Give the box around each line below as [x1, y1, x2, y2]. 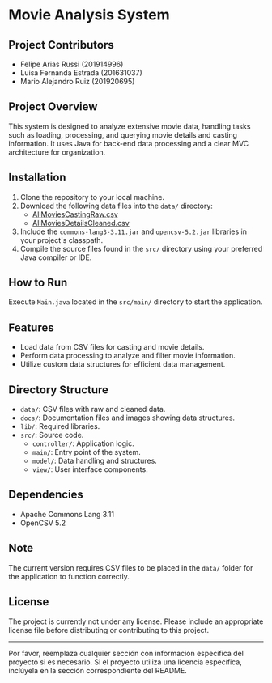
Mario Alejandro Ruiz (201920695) [19, 77, 135, 86]
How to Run [8, 276, 68, 290]
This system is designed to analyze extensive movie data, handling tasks [8, 121, 251, 131]
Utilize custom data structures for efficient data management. [19, 359, 226, 369]
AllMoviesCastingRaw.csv [32, 209, 119, 219]
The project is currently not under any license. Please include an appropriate [8, 617, 264, 626]
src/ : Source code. [19, 431, 84, 440]
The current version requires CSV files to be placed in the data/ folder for [8, 562, 253, 572]
